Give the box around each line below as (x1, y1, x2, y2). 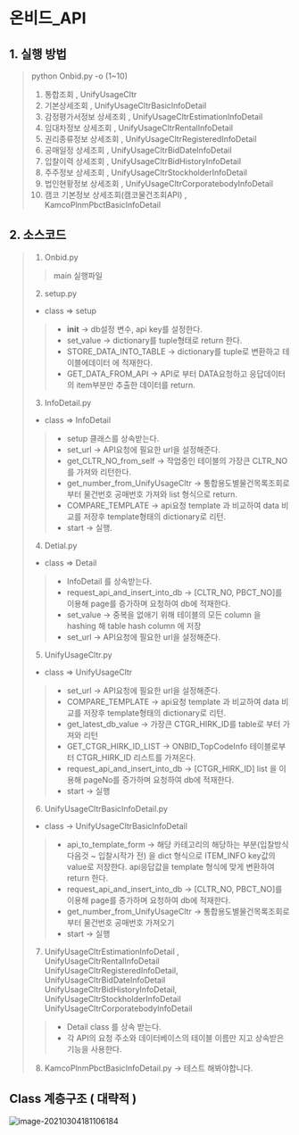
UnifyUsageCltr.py (44, 649, 113, 660)
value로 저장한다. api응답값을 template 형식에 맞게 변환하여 (66, 861, 275, 872)
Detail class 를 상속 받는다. (66, 1021, 162, 1031)
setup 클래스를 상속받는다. (66, 433, 160, 443)
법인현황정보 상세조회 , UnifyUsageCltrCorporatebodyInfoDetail (44, 178, 274, 188)
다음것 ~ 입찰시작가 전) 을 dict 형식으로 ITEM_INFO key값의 (66, 849, 276, 861)
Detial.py (44, 540, 78, 551)
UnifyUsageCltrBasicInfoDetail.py (44, 803, 168, 814)
